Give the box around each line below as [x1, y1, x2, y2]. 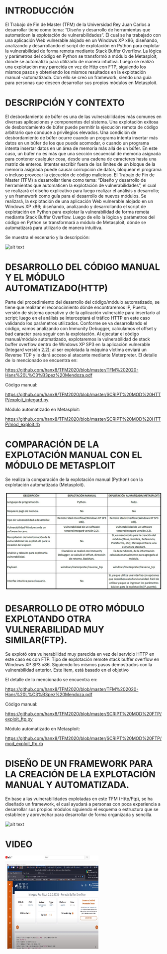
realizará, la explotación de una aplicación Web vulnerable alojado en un [5, 198, 154, 204]
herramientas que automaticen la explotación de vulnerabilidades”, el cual [5, 182, 157, 188]
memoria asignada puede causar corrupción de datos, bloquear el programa [5, 166, 162, 172]
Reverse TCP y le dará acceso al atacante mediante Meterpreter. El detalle [5, 352, 158, 358]
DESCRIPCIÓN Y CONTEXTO [5, 97, 125, 109]
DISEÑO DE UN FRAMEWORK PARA [5, 758, 153, 769]
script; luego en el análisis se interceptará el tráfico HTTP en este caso [5, 315, 150, 321]
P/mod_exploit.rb [5, 421, 40, 427]
